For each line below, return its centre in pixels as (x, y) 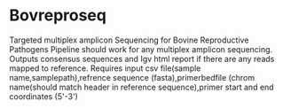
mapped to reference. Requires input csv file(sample (105, 68)
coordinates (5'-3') (43, 96)
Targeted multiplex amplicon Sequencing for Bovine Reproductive (129, 40)
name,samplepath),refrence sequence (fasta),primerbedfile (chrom (132, 77)
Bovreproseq (58, 16)
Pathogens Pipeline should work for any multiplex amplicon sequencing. (141, 49)
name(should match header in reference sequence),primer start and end (141, 87)
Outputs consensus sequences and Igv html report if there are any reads (142, 58)
